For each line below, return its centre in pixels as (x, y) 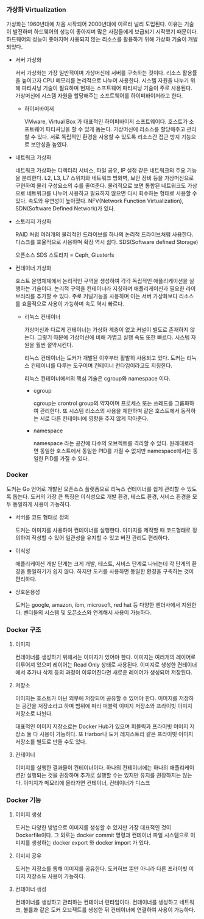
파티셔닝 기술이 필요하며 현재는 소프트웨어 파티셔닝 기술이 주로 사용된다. (107, 88)
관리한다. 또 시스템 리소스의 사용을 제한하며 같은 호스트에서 (110, 411)
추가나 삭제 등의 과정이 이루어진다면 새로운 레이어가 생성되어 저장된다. (110, 672)
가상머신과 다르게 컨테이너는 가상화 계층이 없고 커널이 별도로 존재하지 (106, 330)
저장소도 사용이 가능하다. (56, 876)
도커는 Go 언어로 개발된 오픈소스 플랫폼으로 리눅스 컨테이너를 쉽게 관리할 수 (96, 488)
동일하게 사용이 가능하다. (42, 504)
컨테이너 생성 (31, 889)
